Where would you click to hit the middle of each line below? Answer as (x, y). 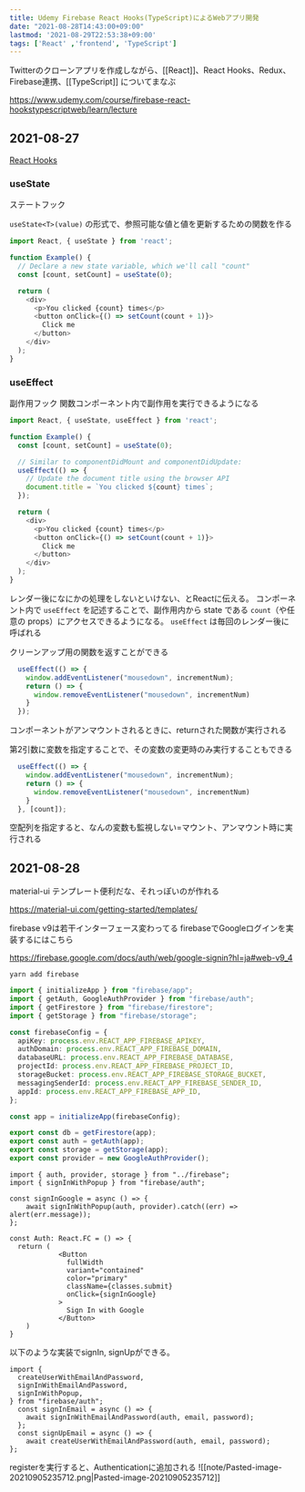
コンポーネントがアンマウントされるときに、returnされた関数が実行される (148, 731)
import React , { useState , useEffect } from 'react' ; (114, 421)
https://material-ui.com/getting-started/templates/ (104, 910)
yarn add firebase (44, 975)
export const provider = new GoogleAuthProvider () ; (109, 1159)
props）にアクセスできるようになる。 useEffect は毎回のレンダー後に (158, 621)
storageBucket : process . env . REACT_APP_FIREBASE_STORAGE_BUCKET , (142, 1075)
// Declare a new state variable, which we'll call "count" (134, 266)
